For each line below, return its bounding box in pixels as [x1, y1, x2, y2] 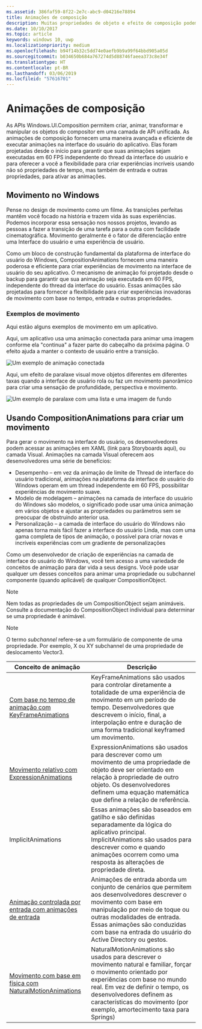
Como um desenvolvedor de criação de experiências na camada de [6, 551, 174, 558]
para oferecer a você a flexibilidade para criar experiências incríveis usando [6, 160, 194, 167]
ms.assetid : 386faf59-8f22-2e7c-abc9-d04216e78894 [6, 8, 136, 15]
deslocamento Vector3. [6, 648, 64, 656]
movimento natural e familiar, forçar [91, 960, 192, 968]
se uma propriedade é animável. [6, 612, 86, 619]
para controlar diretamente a [91, 680, 172, 689]
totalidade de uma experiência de [91, 688, 185, 696]
